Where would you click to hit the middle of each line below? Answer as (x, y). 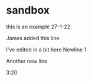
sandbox (28, 10)
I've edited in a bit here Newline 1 (46, 49)
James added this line (33, 38)
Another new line (27, 61)
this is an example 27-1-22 (38, 27)
